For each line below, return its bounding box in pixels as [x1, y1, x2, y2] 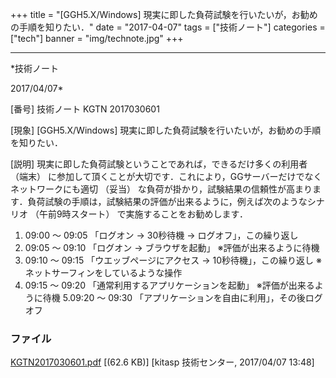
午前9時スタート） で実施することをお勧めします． [38, 208, 248, 220]
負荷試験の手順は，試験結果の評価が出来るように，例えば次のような [27, 196, 308, 207]
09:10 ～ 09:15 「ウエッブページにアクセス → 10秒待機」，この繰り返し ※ [24, 254, 322, 266]
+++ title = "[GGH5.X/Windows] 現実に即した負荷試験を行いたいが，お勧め [10, 9, 318, 20]
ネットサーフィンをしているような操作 [24, 267, 183, 278]
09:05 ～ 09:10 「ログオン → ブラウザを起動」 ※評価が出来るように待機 [24, 242, 320, 253]
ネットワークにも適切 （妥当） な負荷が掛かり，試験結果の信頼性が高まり [10, 183, 313, 195]
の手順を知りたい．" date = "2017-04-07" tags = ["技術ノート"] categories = [10, 21, 326, 33]
